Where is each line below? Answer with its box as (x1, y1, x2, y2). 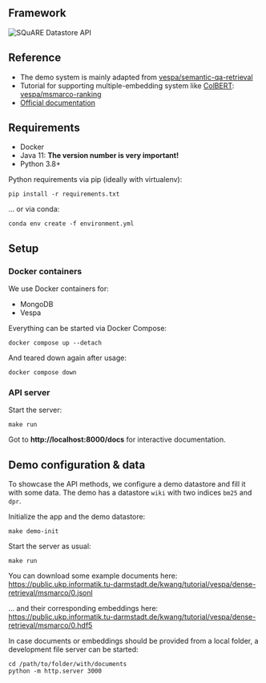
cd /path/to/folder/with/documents (8, 661, 127, 669)
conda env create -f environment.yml (8, 220, 135, 228)
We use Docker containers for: (8, 284, 110, 293)
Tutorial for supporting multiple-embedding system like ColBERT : (19, 80, 235, 91)
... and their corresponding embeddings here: (8, 604, 159, 613)
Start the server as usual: (8, 541, 91, 552)
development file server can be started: (8, 645, 139, 654)
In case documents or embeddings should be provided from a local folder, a (8, 637, 259, 646)
